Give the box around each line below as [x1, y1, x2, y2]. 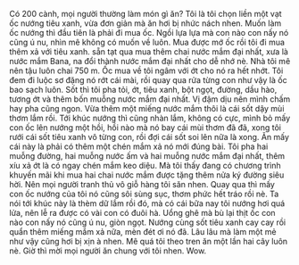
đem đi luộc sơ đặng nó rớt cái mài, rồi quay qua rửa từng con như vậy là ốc [9, 75, 287, 85]
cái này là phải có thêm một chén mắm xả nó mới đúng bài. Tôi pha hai [9, 141, 269, 152]
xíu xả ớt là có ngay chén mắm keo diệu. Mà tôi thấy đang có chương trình [9, 161, 281, 170]
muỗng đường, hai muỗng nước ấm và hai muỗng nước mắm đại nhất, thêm [9, 151, 286, 161]
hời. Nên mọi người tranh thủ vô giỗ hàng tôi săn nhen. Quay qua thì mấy [9, 179, 275, 189]
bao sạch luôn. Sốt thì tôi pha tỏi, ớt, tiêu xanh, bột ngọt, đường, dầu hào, [9, 85, 278, 95]
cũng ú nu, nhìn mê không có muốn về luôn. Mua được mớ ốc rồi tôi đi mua [9, 37, 286, 47]
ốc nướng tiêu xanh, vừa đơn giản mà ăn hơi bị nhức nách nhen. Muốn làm [9, 18, 282, 29]
